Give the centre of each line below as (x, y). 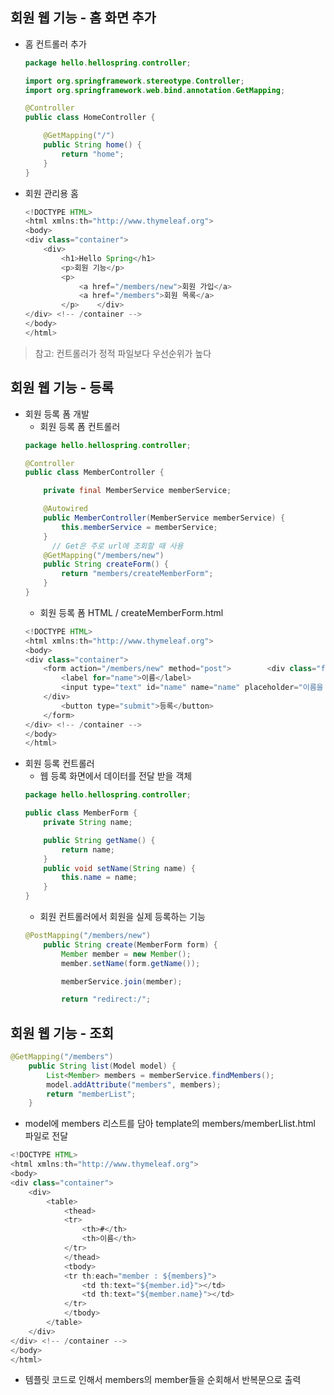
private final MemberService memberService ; (137, 491)
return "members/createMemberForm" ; (137, 574)
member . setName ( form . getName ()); (131, 963)
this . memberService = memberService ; (139, 527)
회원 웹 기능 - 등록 (62, 388)
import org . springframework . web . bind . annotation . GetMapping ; (155, 90)
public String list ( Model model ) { (102, 1066)
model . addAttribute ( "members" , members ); (134, 1084)
